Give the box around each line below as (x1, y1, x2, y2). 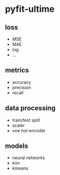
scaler (12, 122, 25, 128)
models (5, 142, 28, 150)
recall (12, 90, 23, 96)
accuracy (12, 79, 31, 85)
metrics (5, 66, 29, 74)
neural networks (12, 155, 45, 161)
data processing (5, 104, 56, 112)
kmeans (12, 165, 28, 171)
